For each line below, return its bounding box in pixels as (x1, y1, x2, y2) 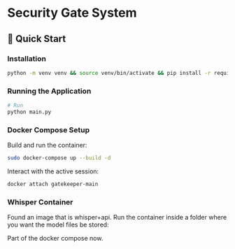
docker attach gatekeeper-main (7, 180, 99, 187)
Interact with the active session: (7, 166, 99, 176)
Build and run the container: (7, 141, 87, 150)
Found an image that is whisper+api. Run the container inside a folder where (7, 213, 227, 222)
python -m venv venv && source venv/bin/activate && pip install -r (7, 69, 211, 76)
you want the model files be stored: (7, 220, 110, 229)
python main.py (7, 108, 52, 115)
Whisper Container (7, 197, 73, 207)
